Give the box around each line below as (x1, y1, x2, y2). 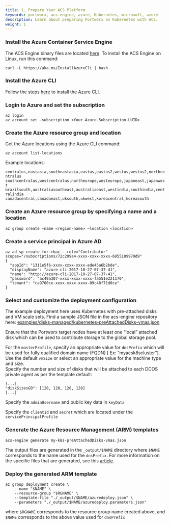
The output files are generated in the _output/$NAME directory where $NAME (5, 447, 160, 453)
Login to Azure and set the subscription (5, 101, 105, 109)
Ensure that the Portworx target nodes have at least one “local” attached (5, 329, 158, 335)
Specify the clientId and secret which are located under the (5, 409, 133, 415)
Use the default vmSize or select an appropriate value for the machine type (5, 355, 161, 361)
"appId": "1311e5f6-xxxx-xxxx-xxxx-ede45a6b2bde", (10, 263, 120, 268)
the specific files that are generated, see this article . (5, 457, 115, 464)
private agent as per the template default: (5, 372, 93, 378)
